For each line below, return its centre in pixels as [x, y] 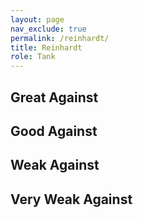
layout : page [37, 19]
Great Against [54, 97]
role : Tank [33, 57]
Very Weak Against [71, 199]
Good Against [54, 131]
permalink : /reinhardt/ [60, 38]
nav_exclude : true [48, 29]
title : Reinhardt [46, 47]
